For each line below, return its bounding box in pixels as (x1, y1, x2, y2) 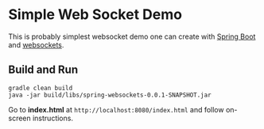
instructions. (32, 113, 74, 123)
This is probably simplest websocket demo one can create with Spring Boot (8, 32, 256, 41)
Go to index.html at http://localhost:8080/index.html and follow (8, 104, 224, 114)
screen (8, 113, 32, 123)
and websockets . (8, 40, 64, 49)
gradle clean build (8, 84, 73, 92)
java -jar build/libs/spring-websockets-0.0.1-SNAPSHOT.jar (8, 91, 212, 99)
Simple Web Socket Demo (8, 6, 183, 24)
